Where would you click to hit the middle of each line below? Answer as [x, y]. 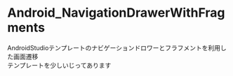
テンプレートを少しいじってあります [59, 65]
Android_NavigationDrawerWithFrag [116, 13]
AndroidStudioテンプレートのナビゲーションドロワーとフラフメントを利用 [114, 47]
